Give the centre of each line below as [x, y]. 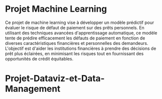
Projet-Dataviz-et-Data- [55, 79]
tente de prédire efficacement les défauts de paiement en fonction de [75, 38]
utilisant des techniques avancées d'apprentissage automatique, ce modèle [81, 33]
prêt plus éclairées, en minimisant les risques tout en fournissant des [74, 53]
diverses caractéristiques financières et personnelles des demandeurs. [77, 43]
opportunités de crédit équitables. [39, 59]
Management [33, 89]
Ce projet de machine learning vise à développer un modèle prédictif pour [80, 22]
